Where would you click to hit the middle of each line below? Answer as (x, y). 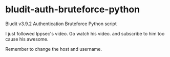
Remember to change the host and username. (54, 49)
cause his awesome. (27, 39)
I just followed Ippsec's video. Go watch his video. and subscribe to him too (85, 33)
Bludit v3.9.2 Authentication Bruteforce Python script (61, 24)
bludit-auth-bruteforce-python (72, 9)
